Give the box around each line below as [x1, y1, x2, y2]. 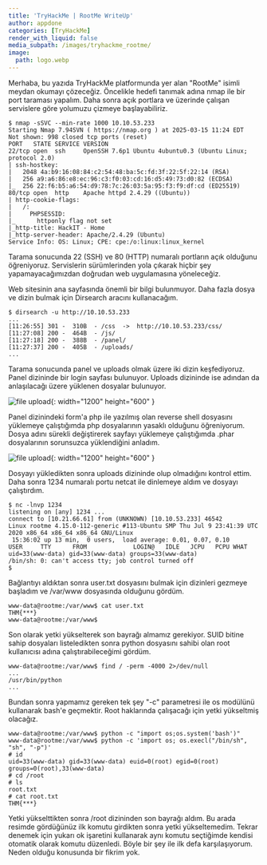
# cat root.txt [8, 792, 59, 800]
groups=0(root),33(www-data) [8, 764, 105, 772]
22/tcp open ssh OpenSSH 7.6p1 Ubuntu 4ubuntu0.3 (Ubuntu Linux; [8, 147, 248, 155]
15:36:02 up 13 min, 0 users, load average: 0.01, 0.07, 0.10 [11, 536, 230, 544]
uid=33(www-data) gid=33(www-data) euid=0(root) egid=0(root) [8, 757, 219, 765]
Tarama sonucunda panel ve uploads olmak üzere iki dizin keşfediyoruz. [8, 364, 245, 374]
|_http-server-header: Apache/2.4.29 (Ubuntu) [8, 231, 166, 239]
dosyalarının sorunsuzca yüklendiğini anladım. [8, 437, 160, 447]
